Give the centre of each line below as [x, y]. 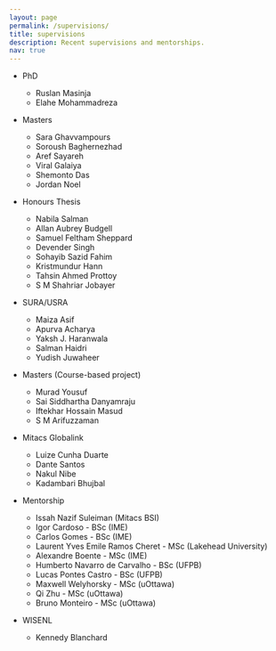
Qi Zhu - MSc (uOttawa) [79, 594]
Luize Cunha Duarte [72, 455]
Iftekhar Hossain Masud [79, 411]
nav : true [28, 51]
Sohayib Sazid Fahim [74, 257]
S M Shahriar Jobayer [75, 285]
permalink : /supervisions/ [59, 26]
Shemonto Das [63, 175]
